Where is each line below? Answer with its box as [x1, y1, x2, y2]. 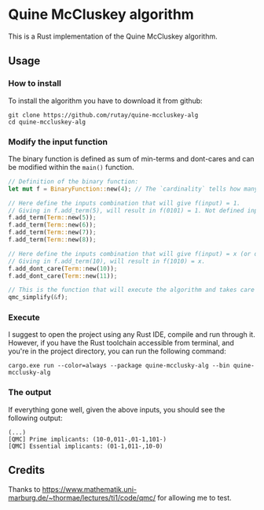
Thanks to [8, 484, 41, 493]
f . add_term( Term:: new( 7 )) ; [8, 228, 97, 237]
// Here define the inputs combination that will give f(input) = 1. [8, 199, 241, 207]
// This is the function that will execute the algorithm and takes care [8, 286, 255, 294]
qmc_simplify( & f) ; [8, 294, 68, 301]
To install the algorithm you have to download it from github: [8, 96, 203, 105]
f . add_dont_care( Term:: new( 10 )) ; [8, 264, 118, 272]
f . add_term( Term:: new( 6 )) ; [8, 221, 97, 229]
